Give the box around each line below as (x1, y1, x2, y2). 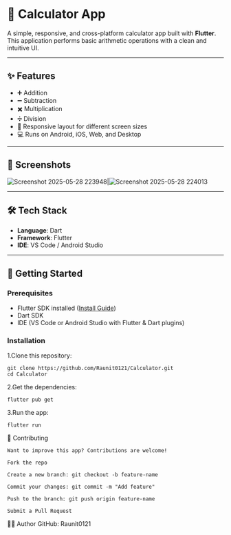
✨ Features (7, 70, 56, 82)
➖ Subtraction (16, 96, 57, 104)
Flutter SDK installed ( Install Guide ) (16, 304, 117, 313)
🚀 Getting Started (7, 267, 83, 279)
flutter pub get (7, 396, 54, 403)
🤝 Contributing (7, 434, 49, 442)
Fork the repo (7, 459, 48, 467)
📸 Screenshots (7, 159, 71, 171)
